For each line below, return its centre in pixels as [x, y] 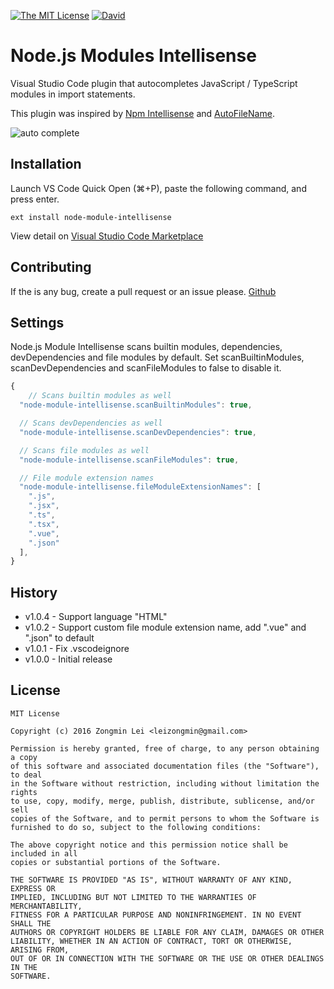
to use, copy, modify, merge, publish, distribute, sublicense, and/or [162, 801]
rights [24, 792]
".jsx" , [44, 506]
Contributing [51, 267]
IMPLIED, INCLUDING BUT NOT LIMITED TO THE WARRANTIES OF [133, 897]
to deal [26, 775]
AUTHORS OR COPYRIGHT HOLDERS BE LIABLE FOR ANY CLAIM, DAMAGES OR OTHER [167, 932]
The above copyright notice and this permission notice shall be [149, 845]
